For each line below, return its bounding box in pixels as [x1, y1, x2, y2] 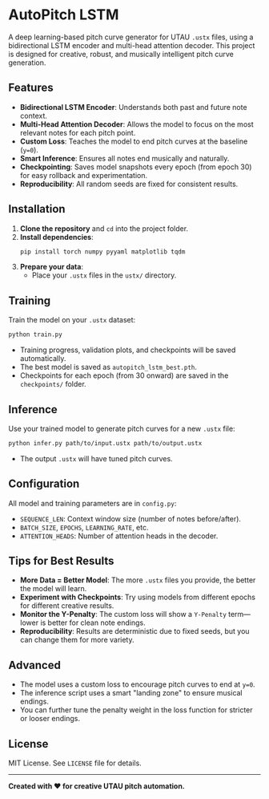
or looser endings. [19, 714, 81, 724]
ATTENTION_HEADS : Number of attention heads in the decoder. [19, 531, 219, 541]
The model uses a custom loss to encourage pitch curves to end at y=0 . [19, 679, 255, 689]
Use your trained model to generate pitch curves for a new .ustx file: [8, 424, 235, 433]
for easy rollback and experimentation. [19, 170, 148, 180]
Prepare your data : [19, 262, 84, 272]
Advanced [8, 658, 62, 671]
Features [8, 81, 54, 95]
